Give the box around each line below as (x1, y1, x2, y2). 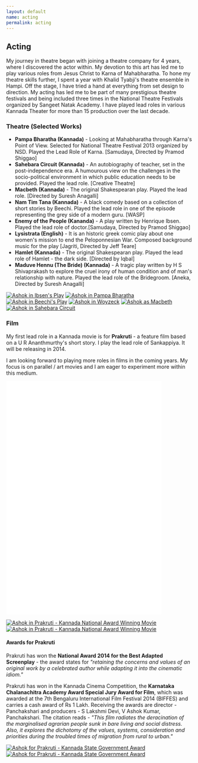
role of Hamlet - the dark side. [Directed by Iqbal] (14, 255, 135, 262)
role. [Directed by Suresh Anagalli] (14, 192, 99, 199)
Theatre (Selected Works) (6, 123, 82, 131)
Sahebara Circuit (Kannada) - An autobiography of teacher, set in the (14, 161, 185, 168)
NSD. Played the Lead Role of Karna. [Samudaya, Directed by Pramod (14, 149, 184, 156)
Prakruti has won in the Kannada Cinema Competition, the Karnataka (6, 682, 174, 690)
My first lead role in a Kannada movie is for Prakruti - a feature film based (6, 333, 186, 340)
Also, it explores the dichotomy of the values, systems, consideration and (6, 726, 185, 733)
